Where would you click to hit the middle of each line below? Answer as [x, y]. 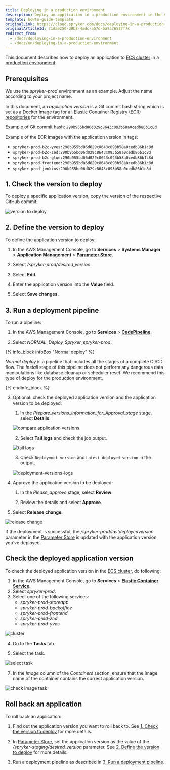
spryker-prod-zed [39, 618]
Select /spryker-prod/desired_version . [52, 265]
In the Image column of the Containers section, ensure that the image [85, 673]
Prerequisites [27, 79]
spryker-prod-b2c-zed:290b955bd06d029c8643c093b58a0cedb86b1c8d [82, 152]
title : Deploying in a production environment [55, 10]
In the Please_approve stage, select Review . [66, 492]
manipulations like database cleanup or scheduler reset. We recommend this [85, 373]
